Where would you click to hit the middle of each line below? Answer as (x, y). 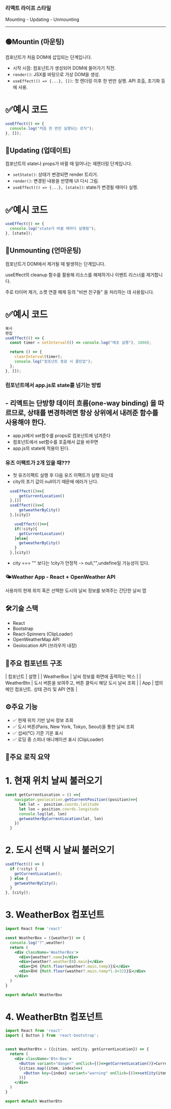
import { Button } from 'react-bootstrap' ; (52, 1036)
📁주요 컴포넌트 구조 (34, 663)
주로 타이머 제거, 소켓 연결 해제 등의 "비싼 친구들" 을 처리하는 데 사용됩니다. (80, 292)
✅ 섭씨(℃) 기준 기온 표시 (38, 733)
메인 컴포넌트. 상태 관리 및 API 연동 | (41, 689)
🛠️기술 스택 (22, 608)
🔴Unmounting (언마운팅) (43, 251)
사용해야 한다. (26, 422)
